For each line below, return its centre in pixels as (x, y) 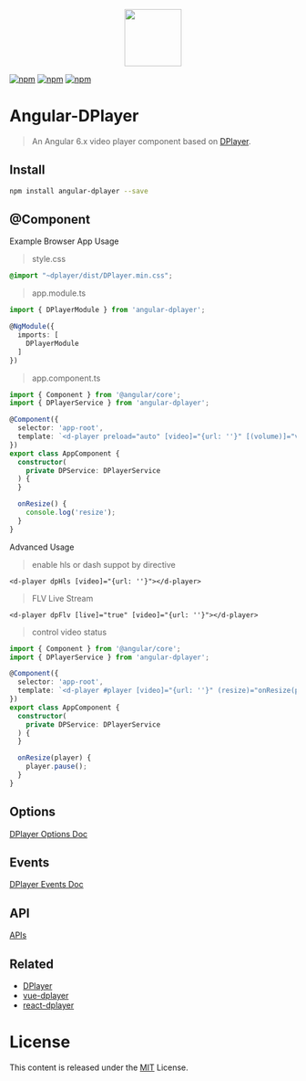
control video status (69, 632)
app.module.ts (59, 293)
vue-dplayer (46, 996)
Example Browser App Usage (64, 241)
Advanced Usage (42, 547)
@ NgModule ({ (32, 327)
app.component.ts (66, 378)
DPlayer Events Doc (46, 885)
